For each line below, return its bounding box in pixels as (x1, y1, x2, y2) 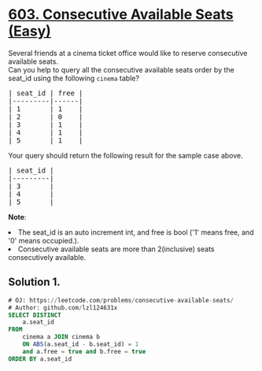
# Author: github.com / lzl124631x (8, 303, 118, 312)
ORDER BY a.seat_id (8, 354, 72, 363)
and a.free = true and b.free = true (22, 347, 146, 355)
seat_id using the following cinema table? (8, 73, 140, 83)
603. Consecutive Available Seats (8, 6, 234, 24)
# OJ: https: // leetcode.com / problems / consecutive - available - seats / (8, 296, 234, 304)
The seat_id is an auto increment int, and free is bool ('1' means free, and (18, 227, 254, 237)
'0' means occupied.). (8, 236, 79, 245)
